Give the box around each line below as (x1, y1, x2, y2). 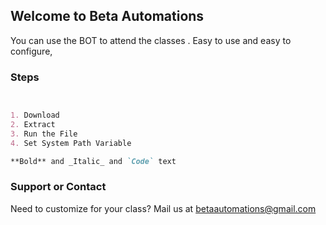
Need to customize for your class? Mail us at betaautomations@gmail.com (10, 202, 317, 214)
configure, (10, 45, 53, 57)
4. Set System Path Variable (10, 138, 132, 148)
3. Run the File (10, 129, 78, 139)
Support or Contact (10, 180, 107, 194)
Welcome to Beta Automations (10, 8, 205, 25)
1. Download (10, 110, 60, 121)
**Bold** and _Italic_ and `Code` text (10, 156, 177, 166)
